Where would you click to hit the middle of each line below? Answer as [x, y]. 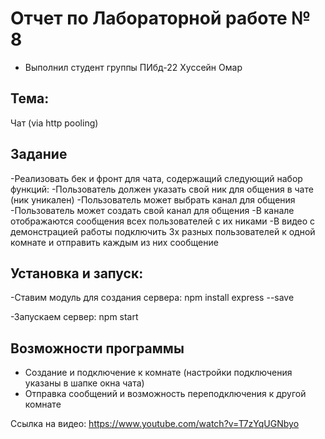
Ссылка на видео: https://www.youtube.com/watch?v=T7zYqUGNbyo [155, 424]
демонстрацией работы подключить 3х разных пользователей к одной [163, 231]
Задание [39, 154]
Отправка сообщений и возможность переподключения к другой [165, 394]
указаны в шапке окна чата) [84, 383]
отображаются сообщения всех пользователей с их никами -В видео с [163, 221]
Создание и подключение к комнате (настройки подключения [158, 373]
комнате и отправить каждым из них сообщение [114, 242]
